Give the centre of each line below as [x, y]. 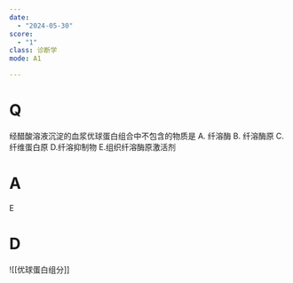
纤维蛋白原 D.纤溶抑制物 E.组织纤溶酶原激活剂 [92, 146]
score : [21, 34]
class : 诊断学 [33, 51]
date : [19, 17]
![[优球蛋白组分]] [40, 269]
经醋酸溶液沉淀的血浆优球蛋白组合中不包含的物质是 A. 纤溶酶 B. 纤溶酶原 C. [146, 136]
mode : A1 [25, 59]
